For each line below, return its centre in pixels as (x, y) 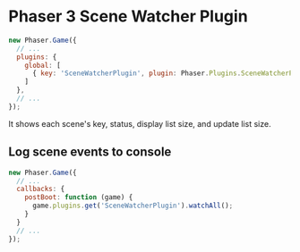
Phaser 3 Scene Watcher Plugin (128, 17)
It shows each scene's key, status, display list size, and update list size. (140, 123)
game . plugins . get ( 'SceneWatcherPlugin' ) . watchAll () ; (133, 206)
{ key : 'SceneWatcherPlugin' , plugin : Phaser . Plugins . (137, 73)
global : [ (43, 65)
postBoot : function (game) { (79, 197)
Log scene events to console (90, 152)
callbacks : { (41, 189)
